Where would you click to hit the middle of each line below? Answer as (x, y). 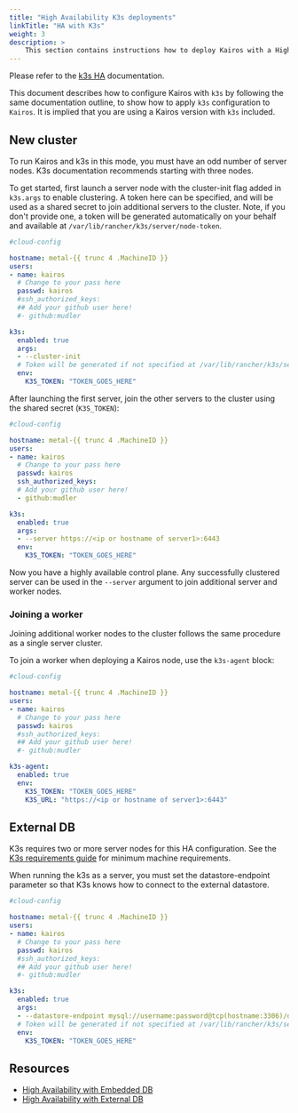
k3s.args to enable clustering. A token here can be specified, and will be (141, 197)
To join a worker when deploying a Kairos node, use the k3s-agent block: (142, 661)
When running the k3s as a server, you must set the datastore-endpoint (140, 876)
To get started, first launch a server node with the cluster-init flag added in (145, 188)
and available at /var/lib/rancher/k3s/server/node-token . (116, 225)
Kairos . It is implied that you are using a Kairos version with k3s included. (142, 112)
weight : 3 (27, 34)
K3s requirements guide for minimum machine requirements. (120, 858)
